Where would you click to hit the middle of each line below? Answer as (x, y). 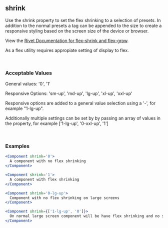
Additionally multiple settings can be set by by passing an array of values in (83, 118)
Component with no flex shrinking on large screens (65, 198)
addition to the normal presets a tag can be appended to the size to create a (83, 25)
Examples (17, 146)
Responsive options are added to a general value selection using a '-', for (80, 103)
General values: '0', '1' (28, 84)
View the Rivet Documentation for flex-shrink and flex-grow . (67, 40)
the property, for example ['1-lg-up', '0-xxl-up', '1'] (57, 123)
